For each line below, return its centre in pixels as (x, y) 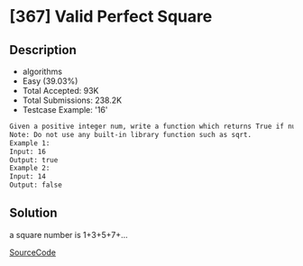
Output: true (34, 160)
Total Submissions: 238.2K (72, 100)
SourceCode (33, 252)
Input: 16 (28, 151)
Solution (33, 213)
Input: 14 (28, 177)
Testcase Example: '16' (65, 110)
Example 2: (30, 169)
